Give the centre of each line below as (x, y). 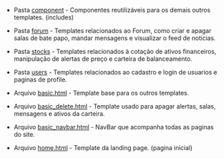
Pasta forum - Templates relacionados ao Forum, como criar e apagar (112, 31)
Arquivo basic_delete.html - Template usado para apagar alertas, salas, (114, 106)
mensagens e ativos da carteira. (59, 114)
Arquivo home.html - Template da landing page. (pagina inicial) (103, 148)
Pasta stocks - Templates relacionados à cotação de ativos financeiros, (115, 52)
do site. (24, 134)
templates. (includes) (44, 17)
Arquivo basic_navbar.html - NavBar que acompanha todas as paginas (114, 127)
